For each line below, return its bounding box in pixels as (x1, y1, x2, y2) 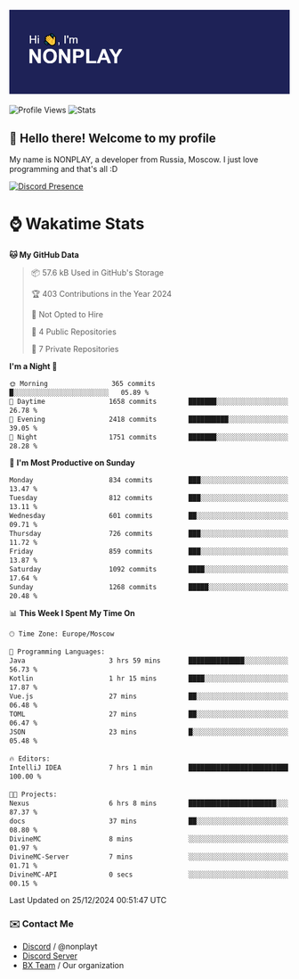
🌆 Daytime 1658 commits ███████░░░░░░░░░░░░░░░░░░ (9, 397, 289, 406)
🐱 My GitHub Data (9, 249, 80, 259)
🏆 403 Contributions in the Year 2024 (30, 288, 172, 299)
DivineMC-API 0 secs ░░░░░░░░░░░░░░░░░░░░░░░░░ (9, 870, 289, 879)
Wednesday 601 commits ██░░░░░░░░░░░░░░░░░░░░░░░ (9, 511, 289, 520)
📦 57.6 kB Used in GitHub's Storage (30, 267, 165, 277)
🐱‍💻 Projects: (9, 790, 58, 799)
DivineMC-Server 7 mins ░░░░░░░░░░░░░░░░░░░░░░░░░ (9, 852, 289, 861)
